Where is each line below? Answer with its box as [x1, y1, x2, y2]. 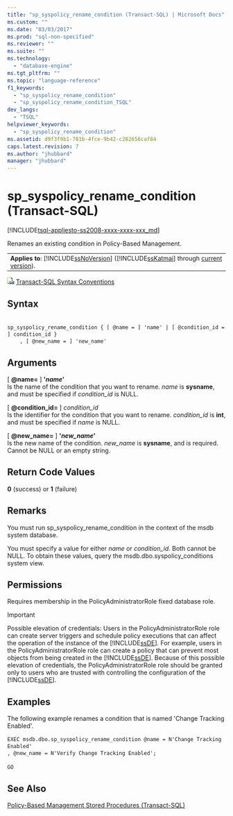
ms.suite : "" [7, 48, 45, 55]
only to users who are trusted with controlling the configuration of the [7, 668, 206, 677]
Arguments [7, 357, 58, 368]
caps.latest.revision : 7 [7, 143, 79, 150]
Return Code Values [7, 466, 96, 478]
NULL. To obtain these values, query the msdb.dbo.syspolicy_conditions [7, 552, 214, 560]
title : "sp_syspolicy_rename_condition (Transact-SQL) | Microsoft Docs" [7, 11, 225, 18]
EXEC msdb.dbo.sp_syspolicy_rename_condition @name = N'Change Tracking [7, 736, 222, 743]
